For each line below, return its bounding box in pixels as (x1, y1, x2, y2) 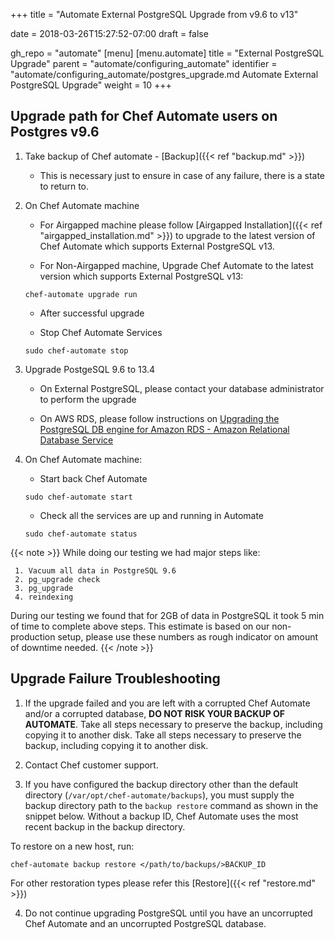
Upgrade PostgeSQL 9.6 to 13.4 (24, 363, 156, 375)
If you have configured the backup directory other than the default (24, 778, 299, 790)
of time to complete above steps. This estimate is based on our (10, 620, 270, 632)
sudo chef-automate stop (24, 345, 129, 356)
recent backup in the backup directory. (24, 820, 186, 833)
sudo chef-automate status (24, 529, 138, 539)
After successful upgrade (39, 307, 145, 319)
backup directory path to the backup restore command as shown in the (24, 799, 319, 811)
